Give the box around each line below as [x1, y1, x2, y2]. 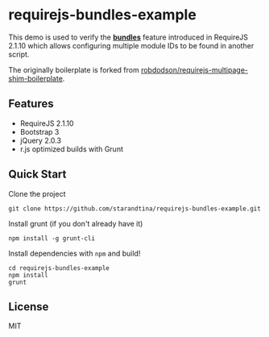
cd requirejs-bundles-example [8, 264, 110, 272]
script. [8, 49, 30, 59]
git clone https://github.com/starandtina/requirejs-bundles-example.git [8, 204, 262, 213]
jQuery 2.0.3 [19, 135, 62, 145]
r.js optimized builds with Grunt [19, 144, 123, 154]
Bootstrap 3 [19, 127, 60, 136]
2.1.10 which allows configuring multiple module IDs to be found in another [8, 40, 255, 50]
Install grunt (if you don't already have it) [8, 218, 143, 228]
